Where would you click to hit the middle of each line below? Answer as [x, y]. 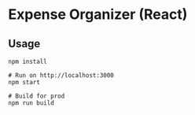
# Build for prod [37, 96]
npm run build [31, 103]
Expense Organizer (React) [98, 15]
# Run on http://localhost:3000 [61, 76]
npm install [28, 61]
